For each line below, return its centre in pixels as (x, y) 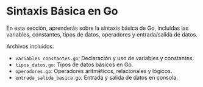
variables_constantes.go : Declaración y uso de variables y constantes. (104, 58)
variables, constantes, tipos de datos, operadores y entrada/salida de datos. (102, 34)
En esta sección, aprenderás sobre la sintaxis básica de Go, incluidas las (98, 28)
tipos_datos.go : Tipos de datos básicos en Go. (74, 64)
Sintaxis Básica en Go (62, 11)
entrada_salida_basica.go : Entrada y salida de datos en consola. (96, 77)
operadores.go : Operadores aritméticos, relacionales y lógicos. (94, 71)
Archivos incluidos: (30, 46)
